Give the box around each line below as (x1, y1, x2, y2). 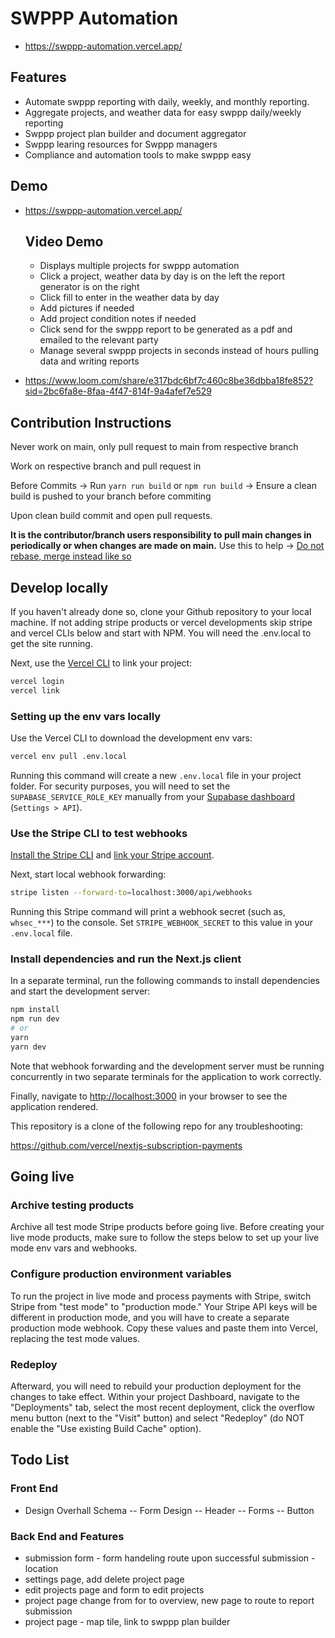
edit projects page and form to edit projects (24, 1584, 205, 1596)
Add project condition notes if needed (39, 313, 197, 325)
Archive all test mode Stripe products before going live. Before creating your (10, 1221, 325, 1233)
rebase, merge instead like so (10, 550, 132, 562)
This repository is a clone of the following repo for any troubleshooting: (10, 1120, 303, 1132)
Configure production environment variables (10, 1267, 232, 1281)
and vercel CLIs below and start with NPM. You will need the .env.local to (10, 627, 312, 639)
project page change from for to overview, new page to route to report (24, 1595, 315, 1607)
